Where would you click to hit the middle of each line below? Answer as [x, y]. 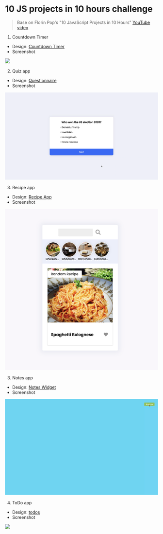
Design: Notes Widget [34, 387]
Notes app [22, 377]
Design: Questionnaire [34, 80]
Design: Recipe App [32, 197]
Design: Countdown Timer [38, 46]
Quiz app [21, 71]
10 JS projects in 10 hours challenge [79, 9]
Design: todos [26, 512]
